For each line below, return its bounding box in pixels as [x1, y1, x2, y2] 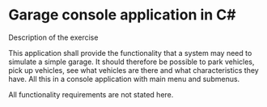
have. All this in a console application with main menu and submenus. [8, 74, 240, 83]
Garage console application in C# [8, 6, 236, 24]
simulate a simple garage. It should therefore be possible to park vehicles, [8, 57, 255, 66]
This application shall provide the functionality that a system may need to [8, 48, 252, 58]
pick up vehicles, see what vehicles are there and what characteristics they [8, 65, 259, 75]
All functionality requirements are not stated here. [8, 89, 174, 99]
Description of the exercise [8, 32, 99, 42]
